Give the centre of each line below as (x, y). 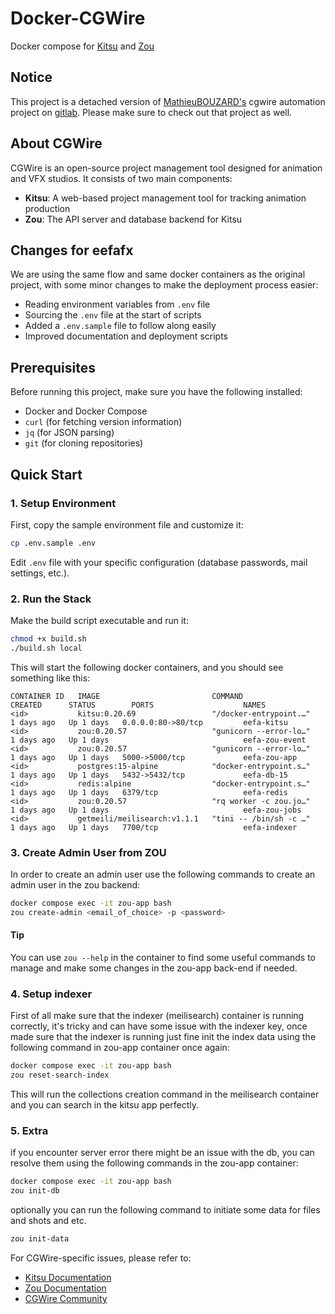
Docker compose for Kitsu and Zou (82, 46)
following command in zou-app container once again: (120, 1048)
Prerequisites (53, 367)
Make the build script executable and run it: (99, 621)
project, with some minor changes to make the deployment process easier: (164, 285)
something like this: (50, 678)
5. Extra (29, 1131)
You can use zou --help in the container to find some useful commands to (163, 958)
